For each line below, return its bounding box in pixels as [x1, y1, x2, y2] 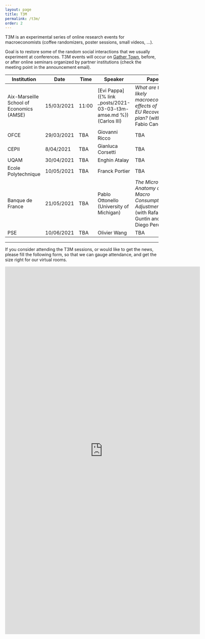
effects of [134, 103, 157, 109]
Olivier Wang [97, 229, 127, 236]
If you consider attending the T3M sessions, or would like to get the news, [5, 247, 154, 252]
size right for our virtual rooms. [5, 257, 67, 263]
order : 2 [5, 21, 23, 26]
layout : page [5, 7, 32, 12]
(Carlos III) [97, 118, 122, 124]
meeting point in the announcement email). [5, 64, 91, 70]
